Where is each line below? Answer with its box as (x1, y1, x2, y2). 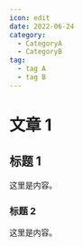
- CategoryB (17, 47, 63, 56)
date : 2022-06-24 (9, 22, 75, 31)
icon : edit (9, 13, 51, 23)
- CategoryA (17, 38, 63, 48)
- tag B (17, 73, 47, 82)
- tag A (17, 65, 47, 74)
